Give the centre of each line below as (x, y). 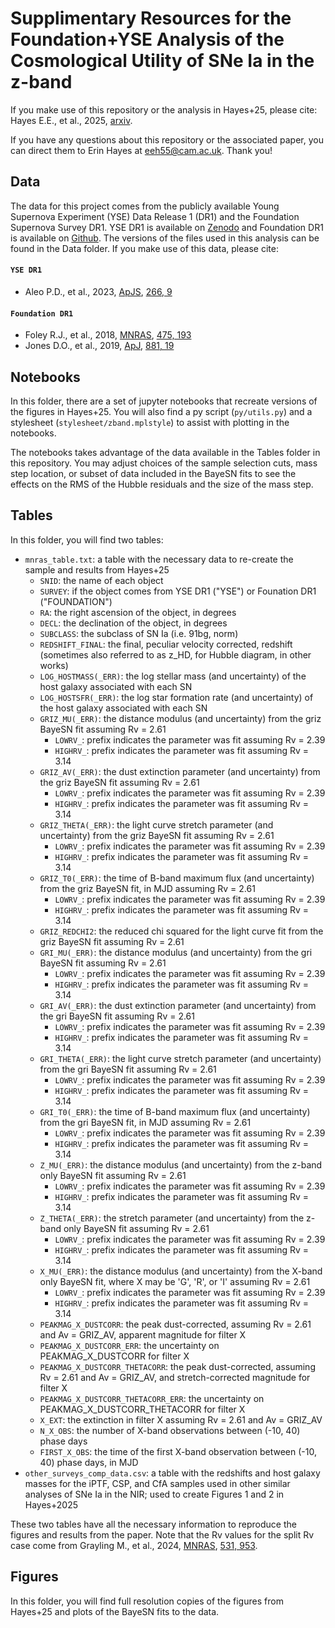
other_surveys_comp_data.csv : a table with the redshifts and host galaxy (172, 1473)
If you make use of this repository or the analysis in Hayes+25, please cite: (164, 109)
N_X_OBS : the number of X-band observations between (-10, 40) (170, 1430)
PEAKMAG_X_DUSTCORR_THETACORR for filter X (142, 1409)
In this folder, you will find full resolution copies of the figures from (147, 1601)
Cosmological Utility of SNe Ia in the (162, 61)
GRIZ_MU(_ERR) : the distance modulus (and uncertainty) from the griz (180, 718)
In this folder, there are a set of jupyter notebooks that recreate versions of (164, 401)
